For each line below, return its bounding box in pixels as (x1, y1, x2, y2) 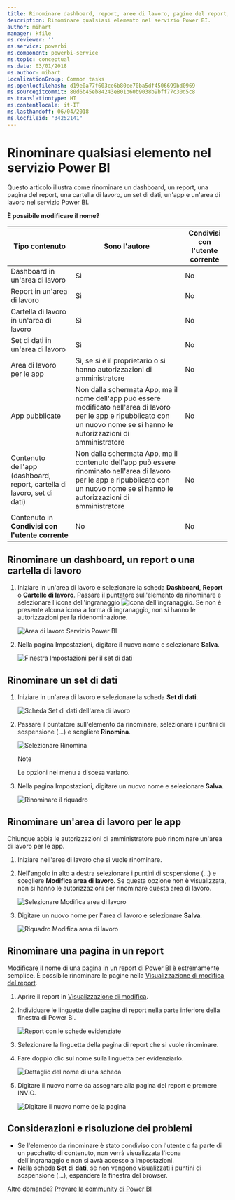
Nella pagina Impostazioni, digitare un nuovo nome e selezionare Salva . (17, 782, 224, 790)
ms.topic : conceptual (7, 56, 71, 63)
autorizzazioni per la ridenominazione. (17, 613, 128, 621)
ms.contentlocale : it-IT (7, 102, 80, 109)
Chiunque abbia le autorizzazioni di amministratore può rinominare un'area (7, 835, 222, 842)
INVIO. (17, 1088, 36, 1097)
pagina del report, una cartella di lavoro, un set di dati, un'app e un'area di (7, 190, 220, 198)
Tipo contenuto (13, 241, 66, 251)
